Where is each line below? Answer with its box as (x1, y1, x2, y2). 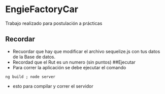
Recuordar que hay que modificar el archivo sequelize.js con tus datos (12, 48, 160, 54)
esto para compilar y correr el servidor (12, 83, 93, 89)
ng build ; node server (5, 74, 56, 79)
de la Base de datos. (12, 54, 56, 60)
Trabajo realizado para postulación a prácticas (5, 20, 103, 26)
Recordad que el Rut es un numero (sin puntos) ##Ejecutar (12, 59, 136, 65)
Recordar (5, 35, 36, 43)
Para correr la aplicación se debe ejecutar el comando (12, 64, 126, 70)
